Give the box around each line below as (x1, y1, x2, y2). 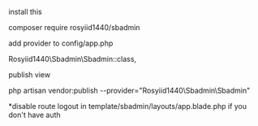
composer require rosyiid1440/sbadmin (8, 23, 140, 32)
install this (8, 7, 42, 16)
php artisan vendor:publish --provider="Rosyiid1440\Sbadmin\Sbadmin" (8, 85, 251, 95)
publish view (8, 70, 51, 80)
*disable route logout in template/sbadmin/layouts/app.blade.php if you (8, 102, 247, 111)
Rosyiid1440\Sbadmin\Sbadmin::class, (8, 54, 136, 63)
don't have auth (8, 110, 61, 119)
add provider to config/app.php (8, 38, 114, 48)
